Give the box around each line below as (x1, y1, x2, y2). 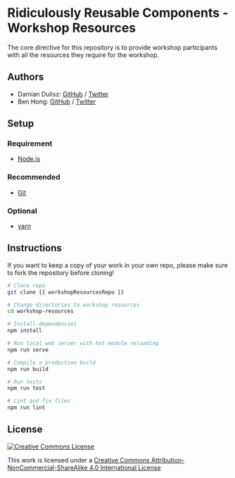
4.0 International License (89, 463, 161, 472)
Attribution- (151, 455, 185, 464)
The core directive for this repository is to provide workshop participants (7, 43, 218, 51)
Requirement (7, 139, 53, 149)
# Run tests (7, 378, 42, 385)
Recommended (7, 172, 61, 182)
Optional (7, 206, 37, 215)
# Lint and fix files (7, 398, 71, 405)
